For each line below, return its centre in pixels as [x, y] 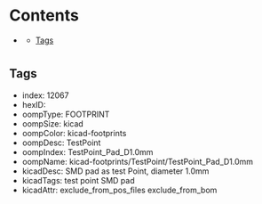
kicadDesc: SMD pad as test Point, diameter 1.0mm [115, 171]
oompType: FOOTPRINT [66, 114]
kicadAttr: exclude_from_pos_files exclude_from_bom [119, 190]
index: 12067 [45, 95]
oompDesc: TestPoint [61, 143]
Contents [44, 16]
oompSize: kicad [53, 123]
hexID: [34, 104]
